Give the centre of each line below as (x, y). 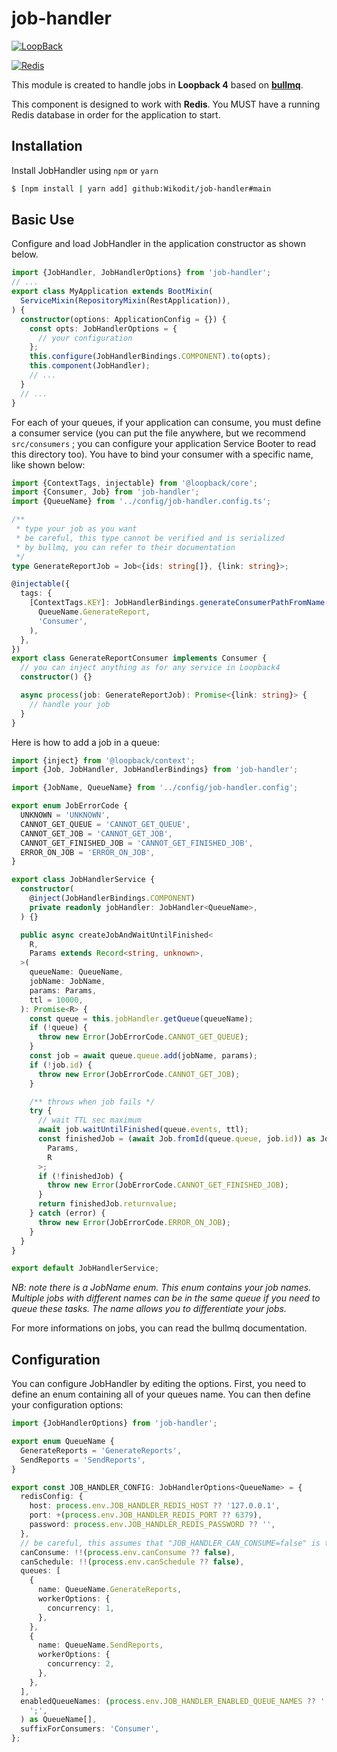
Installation (47, 146)
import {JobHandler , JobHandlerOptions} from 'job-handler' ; (141, 273)
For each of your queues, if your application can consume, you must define (166, 422)
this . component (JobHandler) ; (90, 366)
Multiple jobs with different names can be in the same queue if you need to (166, 1298)
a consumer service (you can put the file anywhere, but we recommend (158, 433)
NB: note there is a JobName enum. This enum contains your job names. (161, 1288)
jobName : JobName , (67, 982)
